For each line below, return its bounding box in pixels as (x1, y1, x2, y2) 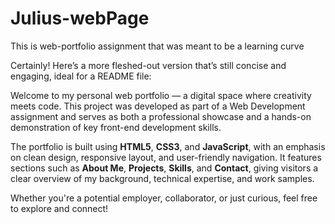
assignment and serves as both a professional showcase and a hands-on (10, 110, 312, 122)
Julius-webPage (10, 7, 150, 30)
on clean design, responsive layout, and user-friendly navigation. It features (10, 151, 322, 163)
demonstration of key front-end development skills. (10, 121, 222, 133)
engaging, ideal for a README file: (10, 70, 152, 82)
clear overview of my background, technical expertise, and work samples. (10, 172, 315, 184)
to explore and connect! (10, 202, 109, 214)
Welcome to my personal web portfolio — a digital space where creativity (10, 89, 312, 101)
